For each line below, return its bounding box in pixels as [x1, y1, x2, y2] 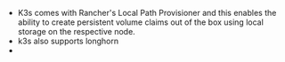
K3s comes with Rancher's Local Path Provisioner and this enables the [17, 8, 277, 18]
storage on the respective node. [17, 27, 135, 36]
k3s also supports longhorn [17, 35, 118, 46]
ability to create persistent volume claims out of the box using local [17, 17, 265, 27]
